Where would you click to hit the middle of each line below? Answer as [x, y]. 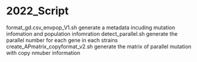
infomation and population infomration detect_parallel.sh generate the [92, 33]
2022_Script [37, 11]
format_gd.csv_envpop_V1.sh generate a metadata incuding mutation [91, 27]
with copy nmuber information [43, 52]
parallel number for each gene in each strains [62, 40]
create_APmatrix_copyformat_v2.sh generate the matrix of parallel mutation [99, 46]
